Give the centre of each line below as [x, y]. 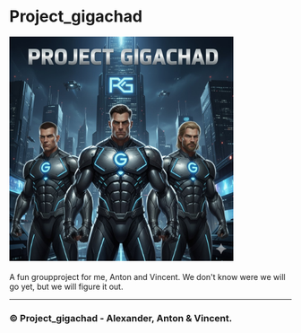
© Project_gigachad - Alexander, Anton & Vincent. [121, 318]
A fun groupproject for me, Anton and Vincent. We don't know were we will [147, 276]
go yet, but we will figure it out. [66, 286]
